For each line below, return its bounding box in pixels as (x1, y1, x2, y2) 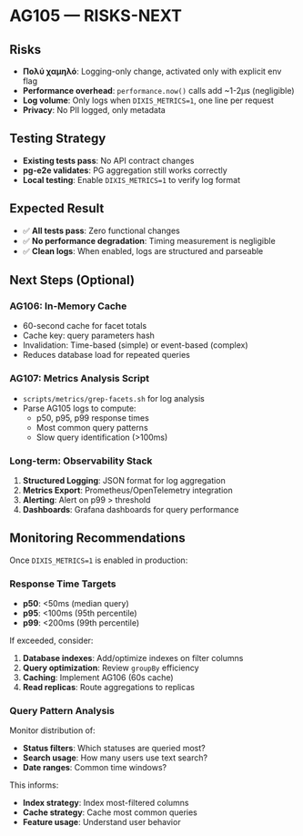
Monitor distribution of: (9, 725, 96, 736)
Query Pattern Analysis (9, 704, 116, 717)
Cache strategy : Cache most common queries (22, 807, 197, 818)
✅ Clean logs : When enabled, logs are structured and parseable (22, 245, 264, 256)
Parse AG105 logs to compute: (22, 403, 136, 413)
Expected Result (9, 201, 105, 217)
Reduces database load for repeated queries (22, 350, 191, 361)
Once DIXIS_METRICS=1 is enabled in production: (9, 555, 188, 566)
